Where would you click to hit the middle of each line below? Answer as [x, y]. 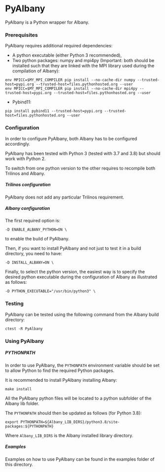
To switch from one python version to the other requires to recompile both [80, 168]
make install [18, 389]
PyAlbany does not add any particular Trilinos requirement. [65, 197]
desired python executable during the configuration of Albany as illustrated [81, 277]
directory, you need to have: [34, 254]
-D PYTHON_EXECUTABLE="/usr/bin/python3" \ [50, 291]
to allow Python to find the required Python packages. [60, 371]
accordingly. [18, 144]
